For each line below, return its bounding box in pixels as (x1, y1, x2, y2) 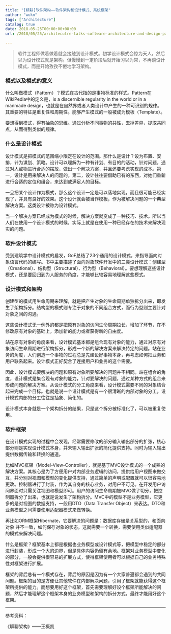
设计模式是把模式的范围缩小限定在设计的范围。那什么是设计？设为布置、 (5, 153, 157, 159)
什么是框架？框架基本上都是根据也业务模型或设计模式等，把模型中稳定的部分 (5, 541, 166, 548)
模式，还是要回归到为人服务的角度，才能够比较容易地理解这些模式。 (5, 271, 148, 278)
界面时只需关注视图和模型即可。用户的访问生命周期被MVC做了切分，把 (9, 488, 159, 494)
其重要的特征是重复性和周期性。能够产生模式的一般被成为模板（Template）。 (5, 109, 165, 115)
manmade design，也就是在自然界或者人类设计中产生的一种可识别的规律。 (5, 103, 162, 109)
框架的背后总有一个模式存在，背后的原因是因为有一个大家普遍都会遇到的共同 (5, 571, 166, 578)
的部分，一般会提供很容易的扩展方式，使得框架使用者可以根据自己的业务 (5, 554, 157, 560)
